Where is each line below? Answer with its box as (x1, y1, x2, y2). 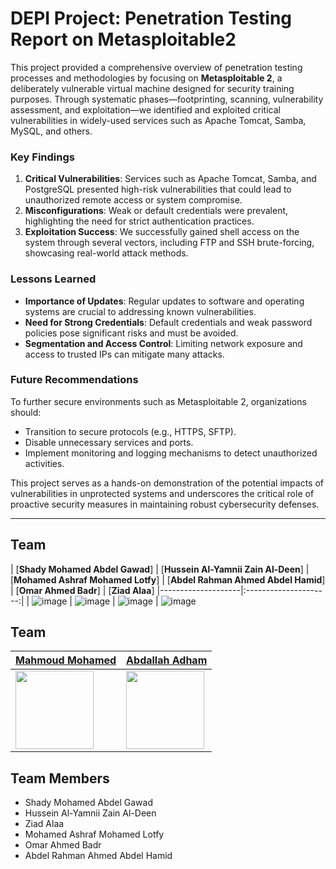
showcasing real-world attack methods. (24, 247, 189, 259)
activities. (24, 457, 65, 469)
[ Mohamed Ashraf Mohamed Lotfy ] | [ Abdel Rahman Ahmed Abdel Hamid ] (10, 573, 326, 586)
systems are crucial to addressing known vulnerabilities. (24, 305, 257, 317)
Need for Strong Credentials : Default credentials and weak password (24, 316, 313, 328)
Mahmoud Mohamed (15, 653, 117, 667)
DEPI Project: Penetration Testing (10, 7, 293, 30)
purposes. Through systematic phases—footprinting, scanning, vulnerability (10, 93, 324, 105)
